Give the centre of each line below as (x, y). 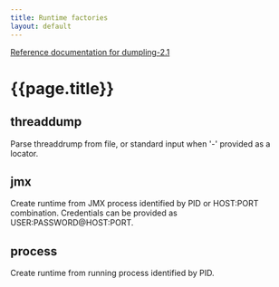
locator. (24, 153)
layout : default (41, 26)
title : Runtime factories (59, 18)
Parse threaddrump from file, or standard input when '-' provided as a (140, 143)
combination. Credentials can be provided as (94, 213)
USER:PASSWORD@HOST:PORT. (72, 223)
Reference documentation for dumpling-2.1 (90, 52)
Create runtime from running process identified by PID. (113, 273)
